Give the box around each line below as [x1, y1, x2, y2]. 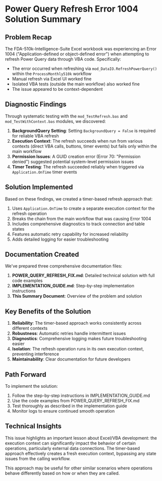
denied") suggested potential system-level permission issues [12, 159, 134, 165]
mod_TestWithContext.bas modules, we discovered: [5, 118, 106, 124]
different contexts [12, 325, 48, 331]
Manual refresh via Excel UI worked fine [12, 76, 92, 82]
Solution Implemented [5, 183, 74, 191]
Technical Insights [5, 422, 62, 431]
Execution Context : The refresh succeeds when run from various [12, 138, 143, 144]
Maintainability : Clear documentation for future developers [12, 356, 131, 362]
